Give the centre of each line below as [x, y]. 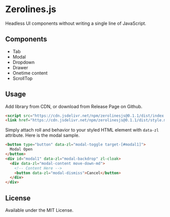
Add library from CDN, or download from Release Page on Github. [74, 106]
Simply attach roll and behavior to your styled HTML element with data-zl [82, 130]
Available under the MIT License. [39, 210]
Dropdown [24, 62]
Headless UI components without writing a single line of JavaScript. [76, 23]
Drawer [20, 67]
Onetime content [30, 73]
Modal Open [21, 149]
